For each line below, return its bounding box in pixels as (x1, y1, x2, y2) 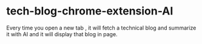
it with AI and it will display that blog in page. (6, 30, 118, 37)
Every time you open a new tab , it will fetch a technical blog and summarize (6, 24, 197, 31)
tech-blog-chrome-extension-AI (6, 4, 173, 18)
